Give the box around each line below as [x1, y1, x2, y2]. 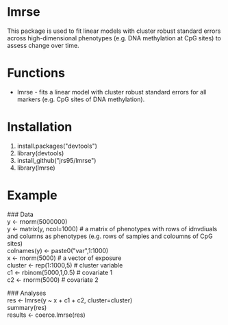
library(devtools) [16, 148, 64, 157]
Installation [7, 119, 73, 135]
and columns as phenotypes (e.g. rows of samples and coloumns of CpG [7, 232, 214, 240]
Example [7, 187, 58, 203]
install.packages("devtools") [16, 142, 98, 150]
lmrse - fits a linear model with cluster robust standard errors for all [16, 88, 207, 96]
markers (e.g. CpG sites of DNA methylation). [16, 95, 145, 103]
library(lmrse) [16, 164, 56, 172]
